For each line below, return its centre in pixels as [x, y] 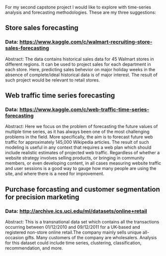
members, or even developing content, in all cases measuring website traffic [83, 163]
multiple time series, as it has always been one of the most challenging [77, 132]
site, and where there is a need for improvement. [55, 174]
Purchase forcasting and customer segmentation [83, 189]
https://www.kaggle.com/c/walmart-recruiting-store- [86, 42]
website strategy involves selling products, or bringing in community [75, 158]
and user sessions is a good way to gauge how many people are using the [81, 169]
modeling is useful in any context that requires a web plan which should [78, 147]
